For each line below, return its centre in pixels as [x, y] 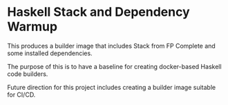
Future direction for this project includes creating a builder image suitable [112, 87]
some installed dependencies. [50, 53]
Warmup [32, 27]
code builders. [28, 74]
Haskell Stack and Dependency [98, 12]
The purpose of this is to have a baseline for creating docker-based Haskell [115, 66]
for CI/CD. [21, 95]
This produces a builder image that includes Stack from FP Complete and [111, 46]
